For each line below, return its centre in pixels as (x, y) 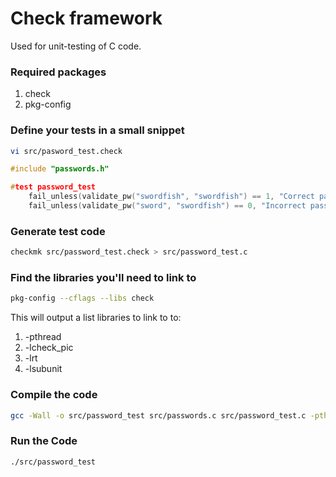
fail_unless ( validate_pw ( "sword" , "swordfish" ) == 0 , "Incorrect (167, 206)
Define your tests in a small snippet (97, 130)
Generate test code (58, 231)
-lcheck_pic (49, 348)
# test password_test (53, 187)
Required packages (58, 72)
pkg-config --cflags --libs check (82, 298)
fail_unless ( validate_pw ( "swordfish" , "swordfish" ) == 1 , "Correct (171, 197)
